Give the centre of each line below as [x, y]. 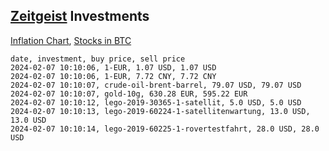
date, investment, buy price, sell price [98, 59]
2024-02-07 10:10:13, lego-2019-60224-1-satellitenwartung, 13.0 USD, [160, 111]
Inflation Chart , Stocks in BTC [71, 40]
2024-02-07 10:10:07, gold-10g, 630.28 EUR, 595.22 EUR [129, 94]
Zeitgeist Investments [80, 16]
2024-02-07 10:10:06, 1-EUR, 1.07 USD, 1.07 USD [113, 67]
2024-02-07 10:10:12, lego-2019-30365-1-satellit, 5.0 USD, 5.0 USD [156, 102]
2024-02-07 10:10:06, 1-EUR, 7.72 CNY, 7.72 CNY [113, 76]
